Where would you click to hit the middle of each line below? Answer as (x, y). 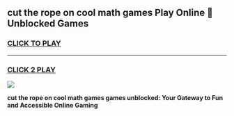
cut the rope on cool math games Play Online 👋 (110, 13)
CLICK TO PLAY (34, 44)
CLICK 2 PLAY (31, 69)
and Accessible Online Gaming (53, 105)
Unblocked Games (48, 24)
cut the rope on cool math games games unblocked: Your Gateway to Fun (115, 97)
